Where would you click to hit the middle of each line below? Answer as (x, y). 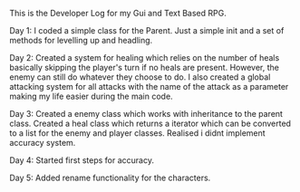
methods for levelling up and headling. (81, 40)
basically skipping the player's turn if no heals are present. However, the (144, 67)
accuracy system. (43, 143)
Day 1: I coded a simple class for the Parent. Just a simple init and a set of (147, 30)
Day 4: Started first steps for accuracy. (82, 160)
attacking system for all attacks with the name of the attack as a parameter (149, 86)
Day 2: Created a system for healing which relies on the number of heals (145, 58)
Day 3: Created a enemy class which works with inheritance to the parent (146, 114)
